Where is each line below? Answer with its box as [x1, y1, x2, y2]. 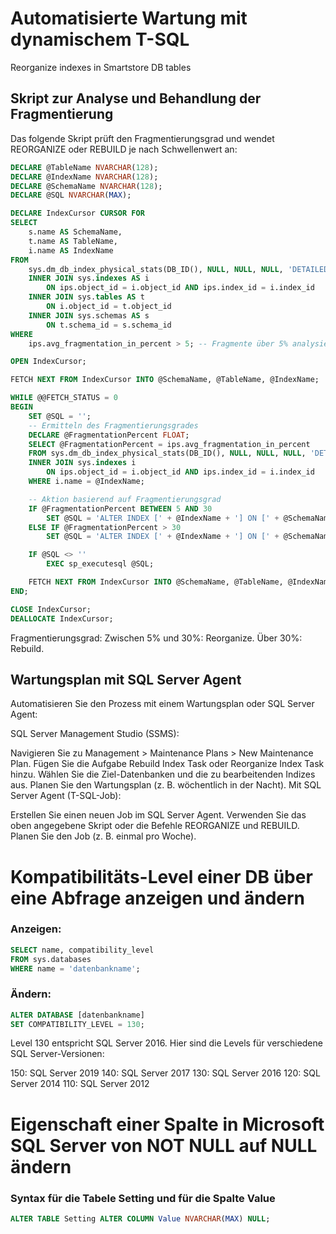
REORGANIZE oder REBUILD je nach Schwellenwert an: [10, 143, 238, 155]
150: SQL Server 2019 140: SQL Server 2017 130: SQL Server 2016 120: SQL [10, 1067, 321, 1079]
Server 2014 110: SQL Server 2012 [10, 1078, 150, 1090]
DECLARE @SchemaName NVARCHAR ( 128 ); [10, 181, 163, 191]
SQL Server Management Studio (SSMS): [10, 728, 180, 740]
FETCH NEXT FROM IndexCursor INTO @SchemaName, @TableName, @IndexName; [10, 375, 320, 385]
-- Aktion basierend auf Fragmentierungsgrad [28, 494, 222, 504]
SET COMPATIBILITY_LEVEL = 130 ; [10, 1019, 145, 1029]
